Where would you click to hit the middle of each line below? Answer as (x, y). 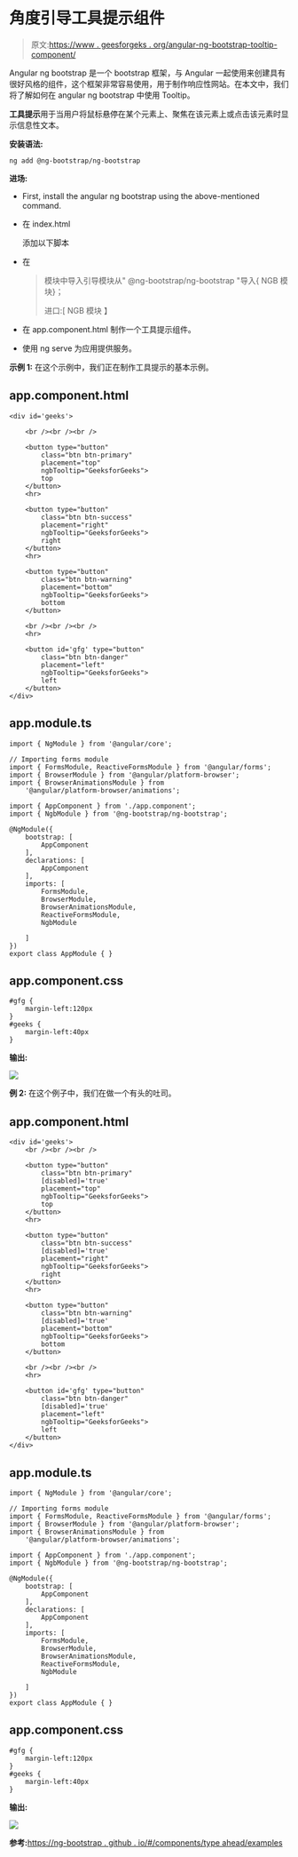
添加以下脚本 (45, 243)
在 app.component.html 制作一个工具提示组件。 (109, 329)
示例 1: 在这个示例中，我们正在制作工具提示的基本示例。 (111, 367)
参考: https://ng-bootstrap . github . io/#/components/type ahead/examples (146, 1842)
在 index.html (46, 224)
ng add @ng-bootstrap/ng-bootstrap (75, 161)
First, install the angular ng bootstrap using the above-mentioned (141, 195)
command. (42, 205)
